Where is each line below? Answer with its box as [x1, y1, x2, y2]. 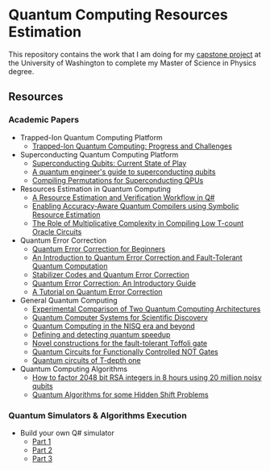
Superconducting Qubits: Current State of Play [31, 158, 187, 168]
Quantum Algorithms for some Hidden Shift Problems [31, 390, 209, 399]
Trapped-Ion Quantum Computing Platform [19, 132, 163, 142]
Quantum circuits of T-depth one [31, 355, 141, 365]
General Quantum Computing [19, 295, 118, 305]
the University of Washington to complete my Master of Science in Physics [8, 58, 256, 68]
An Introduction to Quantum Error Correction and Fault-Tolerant [31, 252, 243, 262]
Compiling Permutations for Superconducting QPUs [31, 175, 204, 185]
